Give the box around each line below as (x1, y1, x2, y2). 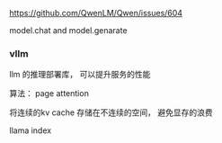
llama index (9, 125, 52, 136)
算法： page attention (9, 88, 90, 99)
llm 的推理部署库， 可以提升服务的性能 (9, 69, 151, 80)
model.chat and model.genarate (9, 25, 128, 35)
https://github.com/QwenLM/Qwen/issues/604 (9, 8, 182, 18)
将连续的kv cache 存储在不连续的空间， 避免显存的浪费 (9, 107, 213, 118)
